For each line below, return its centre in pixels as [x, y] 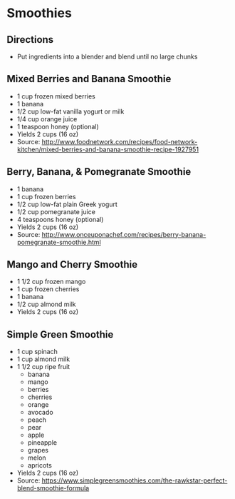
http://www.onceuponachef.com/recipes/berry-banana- [124, 234]
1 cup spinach [37, 352]
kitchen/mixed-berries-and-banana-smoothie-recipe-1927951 [108, 149]
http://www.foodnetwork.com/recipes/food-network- [120, 141]
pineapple [42, 443]
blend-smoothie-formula [53, 488]
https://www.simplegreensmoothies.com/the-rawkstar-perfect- [135, 480]
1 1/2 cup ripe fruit [43, 367]
